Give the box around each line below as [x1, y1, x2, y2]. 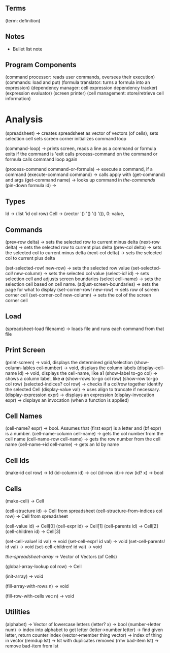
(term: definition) [5, 17, 41, 23]
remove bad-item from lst [5, 643, 59, 649]
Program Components [5, 61, 77, 69]
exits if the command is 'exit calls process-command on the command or [5, 151, 158, 157]
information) [5, 96, 31, 102]
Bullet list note [12, 46, 43, 52]
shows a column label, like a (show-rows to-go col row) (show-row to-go [5, 375, 158, 381]
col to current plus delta [5, 255, 55, 261]
